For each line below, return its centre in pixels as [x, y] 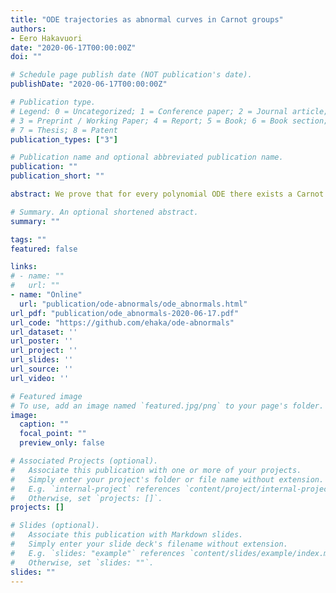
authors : [28, 29]
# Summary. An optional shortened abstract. [104, 212]
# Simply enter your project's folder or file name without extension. [167, 479]
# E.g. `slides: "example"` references [98, 553]
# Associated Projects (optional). [84, 461]
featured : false [44, 249]
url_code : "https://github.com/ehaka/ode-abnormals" [122, 322]
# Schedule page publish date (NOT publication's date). [131, 75]
